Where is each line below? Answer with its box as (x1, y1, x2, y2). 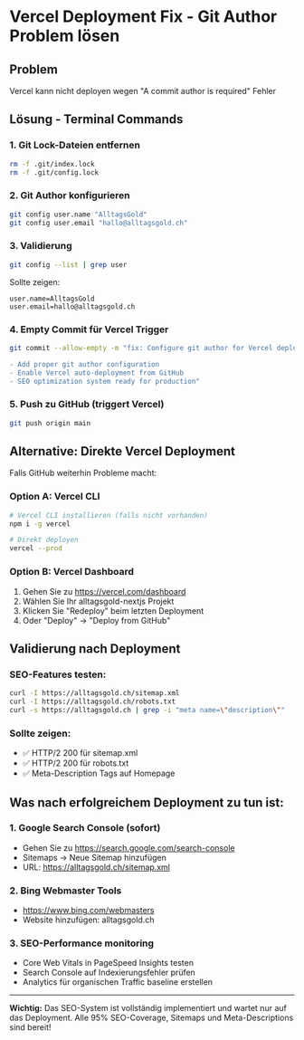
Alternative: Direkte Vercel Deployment (9, 444, 235, 459)
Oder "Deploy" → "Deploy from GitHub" (22, 615, 171, 625)
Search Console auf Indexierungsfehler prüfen (22, 967, 196, 978)
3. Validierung (9, 240, 72, 253)
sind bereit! (9, 1022, 52, 1033)
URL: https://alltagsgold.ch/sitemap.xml (22, 862, 170, 873)
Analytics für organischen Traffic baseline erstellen (22, 977, 214, 988)
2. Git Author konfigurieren (9, 189, 130, 202)
